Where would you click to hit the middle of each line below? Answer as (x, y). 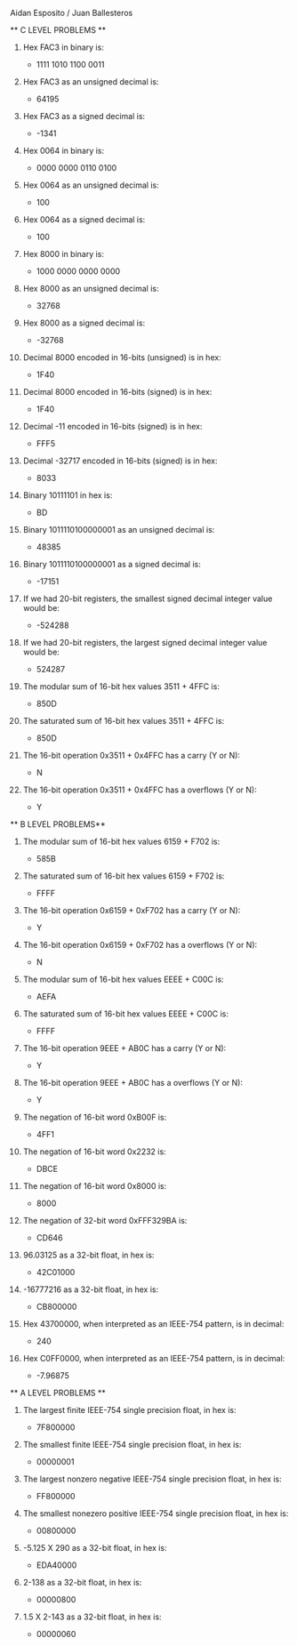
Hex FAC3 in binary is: (64, 47)
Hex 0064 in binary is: (64, 151)
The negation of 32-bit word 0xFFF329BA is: (105, 1220)
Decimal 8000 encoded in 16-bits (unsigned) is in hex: (122, 357)
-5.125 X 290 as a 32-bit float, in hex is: (95, 1548)
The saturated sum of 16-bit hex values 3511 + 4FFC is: (124, 721)
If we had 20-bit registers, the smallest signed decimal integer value (148, 598)
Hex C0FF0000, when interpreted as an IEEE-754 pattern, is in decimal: (154, 1358)
